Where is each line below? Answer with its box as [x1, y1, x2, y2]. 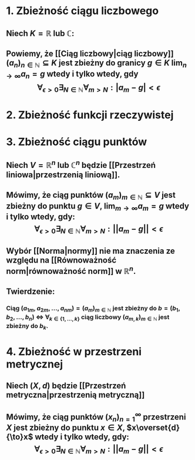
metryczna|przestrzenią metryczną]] [6, 390, 145, 400]
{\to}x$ [6, 432, 33, 442]
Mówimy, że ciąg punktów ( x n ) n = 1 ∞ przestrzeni [6, 410, 186, 423]
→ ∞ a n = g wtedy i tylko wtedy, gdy [6, 69, 139, 81]
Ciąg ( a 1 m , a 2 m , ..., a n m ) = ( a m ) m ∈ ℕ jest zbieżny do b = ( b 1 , [6, 304, 181, 313]
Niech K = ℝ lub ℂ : [6, 28, 75, 38]
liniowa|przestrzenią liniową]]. [6, 170, 120, 180]
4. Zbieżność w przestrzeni [6, 345, 142, 358]
